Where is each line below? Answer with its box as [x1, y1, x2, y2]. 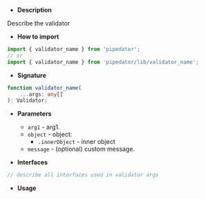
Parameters [17, 109, 52, 118]
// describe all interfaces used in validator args [7, 171, 159, 178]
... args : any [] [19, 91, 64, 98]
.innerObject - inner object [37, 138, 116, 146]
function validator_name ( [7, 84, 81, 92]
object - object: [27, 130, 72, 138]
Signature [17, 71, 46, 79]
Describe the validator [7, 19, 70, 27]
